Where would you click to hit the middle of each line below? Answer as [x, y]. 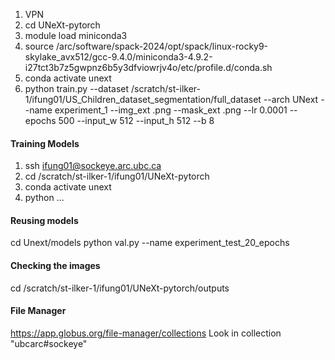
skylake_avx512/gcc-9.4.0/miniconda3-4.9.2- [118, 57]
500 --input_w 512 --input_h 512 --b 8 [136, 120]
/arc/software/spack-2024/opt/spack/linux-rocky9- [162, 46]
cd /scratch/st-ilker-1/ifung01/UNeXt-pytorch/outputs [120, 288]
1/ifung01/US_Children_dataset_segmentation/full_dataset [143, 99]
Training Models [45, 143]
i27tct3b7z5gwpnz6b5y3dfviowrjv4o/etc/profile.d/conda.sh [148, 67]
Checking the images [55, 265]
